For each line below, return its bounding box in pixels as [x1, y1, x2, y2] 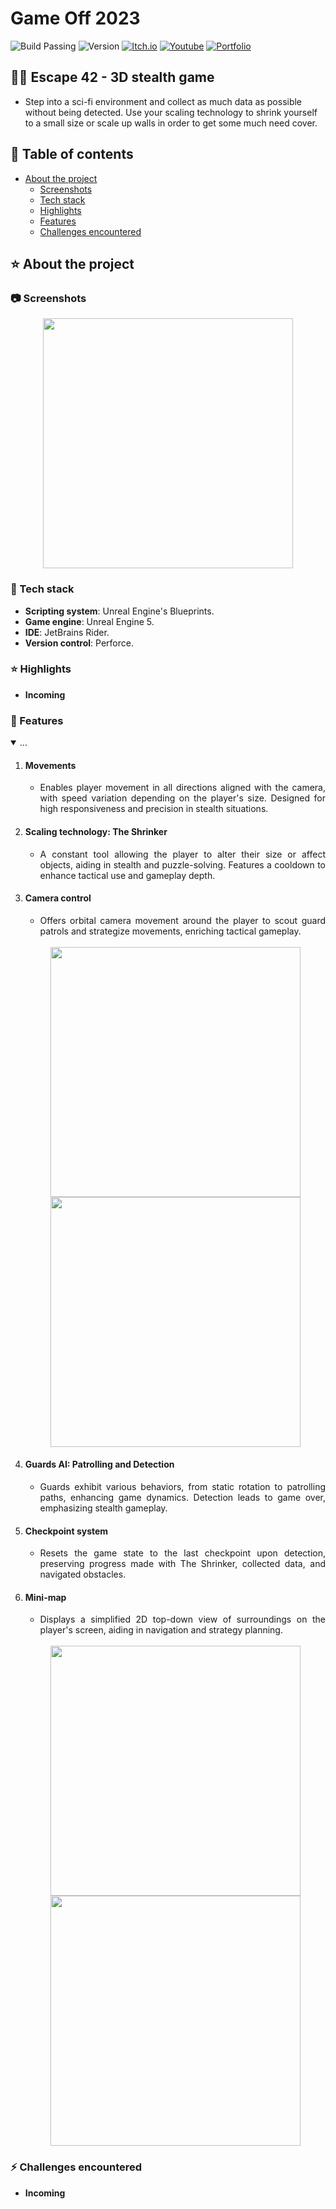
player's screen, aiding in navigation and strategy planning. [39, 1624, 283, 1636]
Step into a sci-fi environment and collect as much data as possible [24, 95, 303, 107]
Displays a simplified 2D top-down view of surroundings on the [39, 1613, 326, 1626]
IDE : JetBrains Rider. [24, 626, 110, 638]
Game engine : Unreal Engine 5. [24, 615, 155, 627]
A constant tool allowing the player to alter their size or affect [39, 848, 326, 860]
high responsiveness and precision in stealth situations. [39, 803, 269, 815]
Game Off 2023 [10, 7, 141, 30]
